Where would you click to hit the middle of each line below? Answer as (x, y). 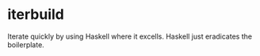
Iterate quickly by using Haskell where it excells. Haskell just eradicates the (130, 36)
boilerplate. (26, 44)
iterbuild (36, 15)
